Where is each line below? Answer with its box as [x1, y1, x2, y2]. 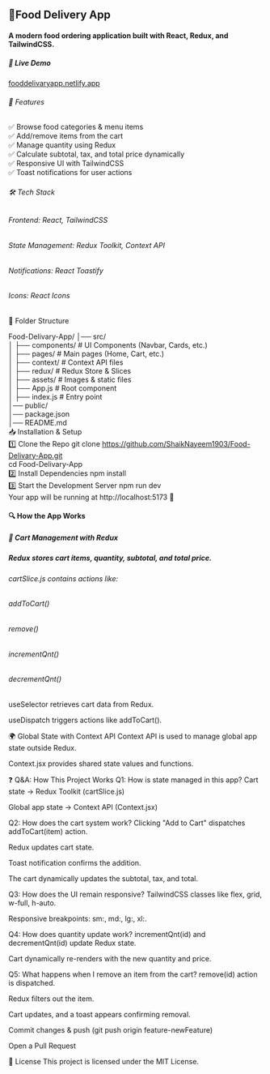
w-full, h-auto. [8, 897, 57, 908]
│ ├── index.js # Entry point [8, 392, 103, 401]
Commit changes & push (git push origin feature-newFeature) [8, 1025, 213, 1034]
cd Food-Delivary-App [8, 459, 83, 469]
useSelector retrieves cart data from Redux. [8, 699, 154, 709]
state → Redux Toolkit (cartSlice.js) [8, 786, 125, 796]
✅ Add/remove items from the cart [8, 131, 124, 141]
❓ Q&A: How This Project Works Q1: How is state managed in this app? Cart [8, 775, 259, 785]
